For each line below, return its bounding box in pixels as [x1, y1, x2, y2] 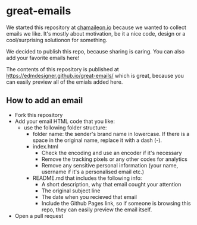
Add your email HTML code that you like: [14, 118, 115, 125]
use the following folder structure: [23, 123, 107, 131]
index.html [32, 142, 58, 150]
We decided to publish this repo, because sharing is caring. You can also [6, 47, 185, 55]
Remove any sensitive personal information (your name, [41, 161, 179, 169]
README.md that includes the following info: [32, 174, 142, 182]
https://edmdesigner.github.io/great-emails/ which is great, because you [6, 72, 185, 79]
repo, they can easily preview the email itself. [41, 206, 152, 213]
